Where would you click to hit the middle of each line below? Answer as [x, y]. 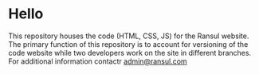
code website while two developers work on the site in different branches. [130, 53]
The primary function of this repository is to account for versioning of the [128, 44]
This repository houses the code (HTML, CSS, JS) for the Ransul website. [129, 36]
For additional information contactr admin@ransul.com [98, 61]
